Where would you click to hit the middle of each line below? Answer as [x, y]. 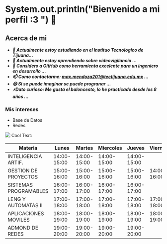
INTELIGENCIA [25, 157]
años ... [20, 96]
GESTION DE [23, 171]
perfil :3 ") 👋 [31, 20]
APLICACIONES [26, 214]
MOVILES [19, 220]
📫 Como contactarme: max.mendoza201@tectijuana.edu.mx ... [81, 77]
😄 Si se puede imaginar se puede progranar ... [62, 84]
